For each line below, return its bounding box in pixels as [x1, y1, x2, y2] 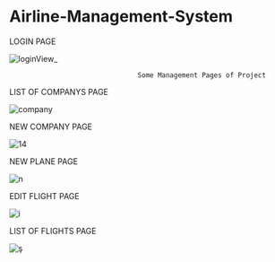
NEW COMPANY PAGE [9, 121, 92, 132]
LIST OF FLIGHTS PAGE [9, 225, 97, 236]
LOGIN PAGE [9, 36, 56, 47]
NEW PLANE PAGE [9, 155, 79, 167]
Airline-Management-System [9, 6, 233, 27]
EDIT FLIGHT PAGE [9, 190, 80, 201]
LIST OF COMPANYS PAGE [9, 86, 109, 97]
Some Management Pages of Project [137, 70, 267, 80]
